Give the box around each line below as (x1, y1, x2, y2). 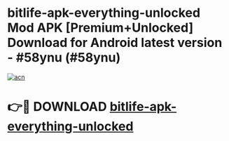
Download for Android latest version (7, 35, 223, 51)
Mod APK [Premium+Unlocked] (7, 20, 194, 36)
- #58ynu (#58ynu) (7, 50, 121, 66)
